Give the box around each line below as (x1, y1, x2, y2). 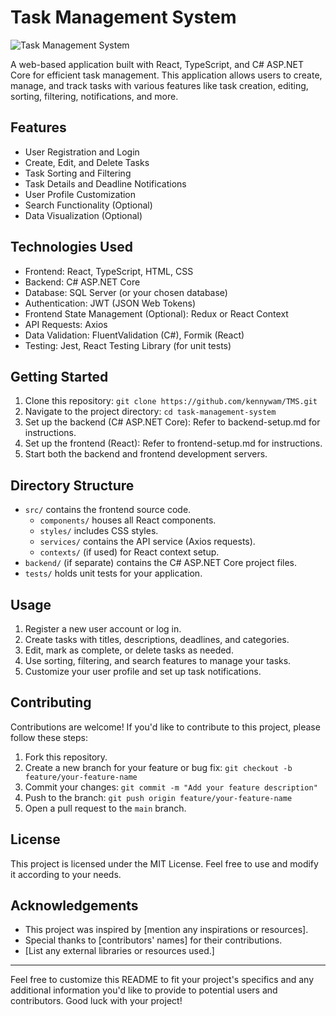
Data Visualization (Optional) (24, 209, 143, 221)
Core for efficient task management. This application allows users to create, (10, 69, 323, 81)
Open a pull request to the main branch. (24, 802, 187, 814)
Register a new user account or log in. (24, 623, 182, 635)
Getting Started (10, 368, 109, 385)
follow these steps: (10, 731, 88, 743)
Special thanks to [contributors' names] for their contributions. (24, 934, 283, 946)
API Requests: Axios (24, 318, 108, 330)
